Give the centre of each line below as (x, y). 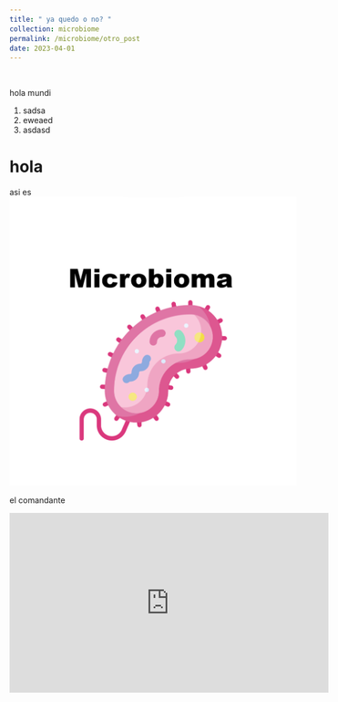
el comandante (37, 500)
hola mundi (31, 93)
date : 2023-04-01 (42, 48)
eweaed (37, 120)
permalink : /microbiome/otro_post (75, 38)
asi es (20, 193)
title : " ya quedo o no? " (61, 19)
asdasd (36, 130)
